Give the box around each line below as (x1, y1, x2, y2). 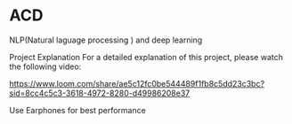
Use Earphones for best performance (9, 105, 147, 115)
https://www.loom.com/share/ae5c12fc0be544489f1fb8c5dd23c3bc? (9, 78, 265, 89)
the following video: (9, 61, 82, 72)
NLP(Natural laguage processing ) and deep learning (9, 35, 203, 45)
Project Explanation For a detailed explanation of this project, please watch (9, 51, 283, 62)
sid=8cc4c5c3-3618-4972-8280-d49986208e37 (9, 88, 191, 98)
